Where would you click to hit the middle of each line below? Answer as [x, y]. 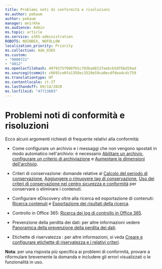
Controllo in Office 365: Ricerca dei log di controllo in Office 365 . [77, 213]
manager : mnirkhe [23, 23]
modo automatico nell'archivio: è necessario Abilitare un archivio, [78, 154]
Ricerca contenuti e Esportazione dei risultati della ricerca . [71, 204]
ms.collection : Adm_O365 [30, 50]
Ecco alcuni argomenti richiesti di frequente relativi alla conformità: [72, 139]
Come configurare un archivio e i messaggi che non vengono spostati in [84, 149]
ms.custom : [16, 55]
